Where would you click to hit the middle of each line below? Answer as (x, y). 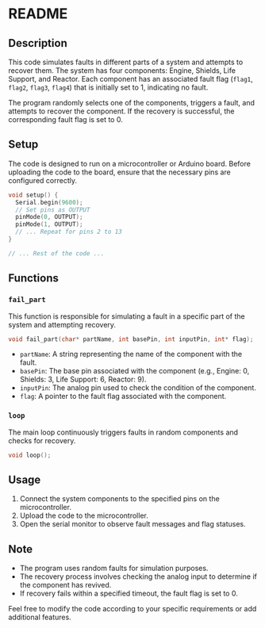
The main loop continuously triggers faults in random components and (123, 432)
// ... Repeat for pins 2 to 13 (69, 232)
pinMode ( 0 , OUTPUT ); (49, 217)
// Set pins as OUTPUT (53, 210)
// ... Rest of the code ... (56, 253)
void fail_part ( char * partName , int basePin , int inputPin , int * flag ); (131, 339)
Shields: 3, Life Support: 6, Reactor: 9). (83, 379)
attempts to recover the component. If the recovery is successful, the (121, 111)
